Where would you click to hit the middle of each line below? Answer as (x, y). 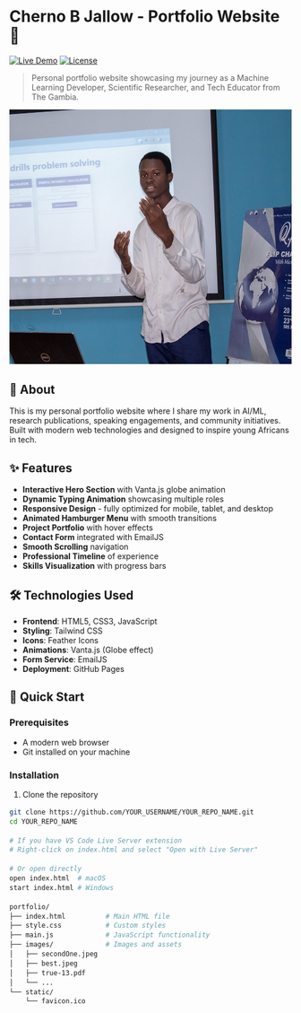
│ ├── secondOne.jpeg (54, 954)
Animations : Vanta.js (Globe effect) (88, 650)
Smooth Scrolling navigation (75, 547)
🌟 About (32, 389)
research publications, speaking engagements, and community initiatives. (145, 421)
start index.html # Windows (62, 887)
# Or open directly (46, 869)
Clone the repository (60, 794)
